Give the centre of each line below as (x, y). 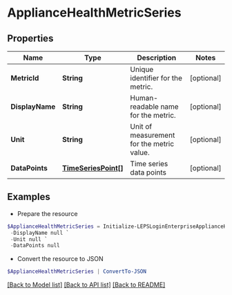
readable (144, 107)
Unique (142, 69)
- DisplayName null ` (40, 233)
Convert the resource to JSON (60, 259)
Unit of (141, 126)
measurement (153, 135)
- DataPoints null (35, 246)
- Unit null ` (29, 239)
